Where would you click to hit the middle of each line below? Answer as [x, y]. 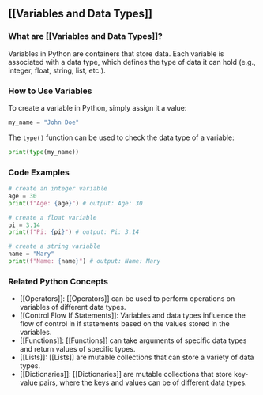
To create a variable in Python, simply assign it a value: [98, 107]
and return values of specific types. [77, 349]
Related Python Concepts [58, 281]
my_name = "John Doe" [44, 122]
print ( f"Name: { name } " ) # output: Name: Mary [84, 261]
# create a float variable [53, 217]
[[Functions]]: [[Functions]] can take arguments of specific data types [133, 340]
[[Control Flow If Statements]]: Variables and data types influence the [133, 315]
